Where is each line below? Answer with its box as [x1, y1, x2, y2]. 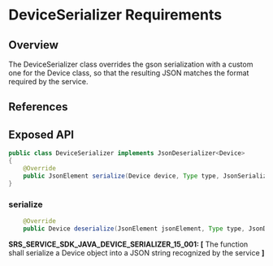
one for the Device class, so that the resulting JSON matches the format [8, 68, 249, 78]
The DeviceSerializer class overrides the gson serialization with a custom [8, 59, 253, 69]
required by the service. [8, 77, 89, 86]
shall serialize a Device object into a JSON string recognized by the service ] [8, 247, 265, 257]
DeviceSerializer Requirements [8, 6, 222, 24]
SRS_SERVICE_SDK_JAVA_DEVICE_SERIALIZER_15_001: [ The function [8, 239, 249, 249]
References [8, 100, 68, 114]
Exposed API [8, 127, 75, 141]
